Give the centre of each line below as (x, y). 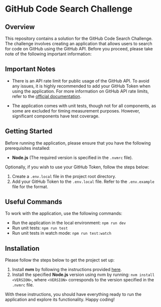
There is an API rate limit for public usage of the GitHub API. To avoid (81, 81)
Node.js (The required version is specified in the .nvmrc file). (72, 157)
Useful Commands (34, 202)
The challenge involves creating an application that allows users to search (79, 44)
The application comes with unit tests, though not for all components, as (84, 106)
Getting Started (29, 131)
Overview (20, 27)
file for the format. (30, 186)
